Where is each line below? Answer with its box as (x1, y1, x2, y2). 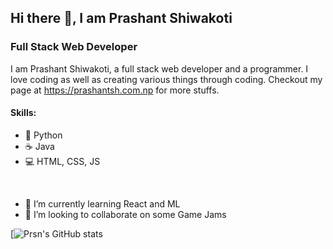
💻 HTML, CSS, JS (24, 155, 101, 167)
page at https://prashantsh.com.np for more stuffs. (10, 84, 220, 96)
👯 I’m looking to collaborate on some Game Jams (24, 208, 227, 220)
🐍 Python (24, 129, 63, 141)
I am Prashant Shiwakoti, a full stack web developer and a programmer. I (10, 62, 309, 75)
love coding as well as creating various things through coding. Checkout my (10, 73, 323, 85)
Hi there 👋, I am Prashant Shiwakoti (10, 10, 233, 27)
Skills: (10, 107, 37, 119)
